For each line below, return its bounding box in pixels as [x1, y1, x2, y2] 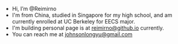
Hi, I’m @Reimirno [11, 5, 57, 12]
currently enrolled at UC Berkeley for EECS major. [11, 18, 136, 25]
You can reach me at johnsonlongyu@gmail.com [11, 31, 133, 38]
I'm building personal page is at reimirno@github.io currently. [11, 24, 164, 31]
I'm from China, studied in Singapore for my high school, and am [11, 11, 173, 19]
